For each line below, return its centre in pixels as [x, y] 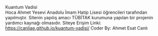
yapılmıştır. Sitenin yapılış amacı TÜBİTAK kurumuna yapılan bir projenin [79, 18]
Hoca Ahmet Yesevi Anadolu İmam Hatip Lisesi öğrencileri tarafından [76, 12]
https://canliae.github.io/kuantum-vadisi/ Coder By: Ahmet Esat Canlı [76, 28]
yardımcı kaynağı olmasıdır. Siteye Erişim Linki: [53, 23]
